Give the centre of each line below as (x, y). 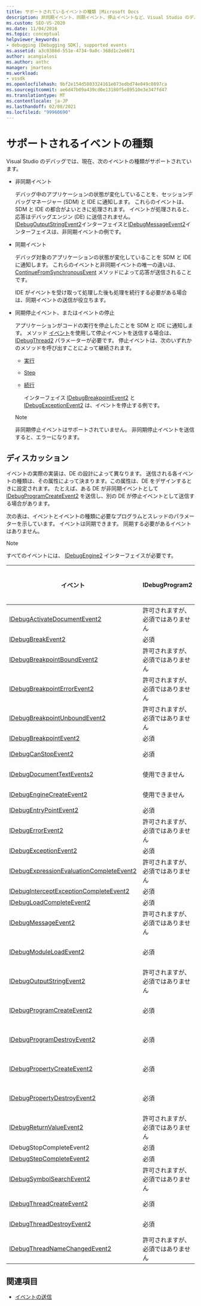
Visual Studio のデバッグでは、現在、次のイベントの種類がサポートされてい (99, 161)
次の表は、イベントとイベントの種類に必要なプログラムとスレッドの (90, 516)
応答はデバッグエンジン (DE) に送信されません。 (74, 217)
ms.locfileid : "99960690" (38, 112)
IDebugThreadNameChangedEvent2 (60, 1249)
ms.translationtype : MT (36, 95)
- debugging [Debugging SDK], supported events (67, 46)
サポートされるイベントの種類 (80, 144)
